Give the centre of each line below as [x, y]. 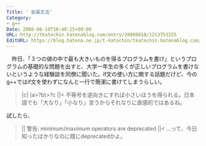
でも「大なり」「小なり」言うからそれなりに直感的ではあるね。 [106, 102]
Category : [19, 18]
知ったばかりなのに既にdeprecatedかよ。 [74, 136]
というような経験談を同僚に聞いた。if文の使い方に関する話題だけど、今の [104, 74]
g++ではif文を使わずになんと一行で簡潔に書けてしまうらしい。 [86, 82]
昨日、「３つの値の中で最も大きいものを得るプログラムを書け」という [99, 59]
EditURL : [17, 40]
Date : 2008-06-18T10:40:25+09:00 [49, 29]
